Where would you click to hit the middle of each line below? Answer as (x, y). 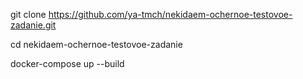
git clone (28, 14)
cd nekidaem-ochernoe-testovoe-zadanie (96, 44)
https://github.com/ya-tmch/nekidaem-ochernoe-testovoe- (170, 14)
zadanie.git (33, 25)
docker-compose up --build (67, 63)
